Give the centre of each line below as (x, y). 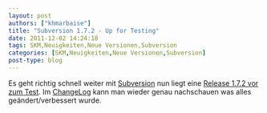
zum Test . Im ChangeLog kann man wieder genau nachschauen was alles (130, 91)
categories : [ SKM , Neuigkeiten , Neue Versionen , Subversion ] (107, 53)
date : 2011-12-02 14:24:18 (53, 38)
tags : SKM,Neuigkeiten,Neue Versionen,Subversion (93, 46)
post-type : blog (35, 61)
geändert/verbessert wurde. (55, 100)
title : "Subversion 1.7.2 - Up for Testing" (84, 30)
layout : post (30, 16)
